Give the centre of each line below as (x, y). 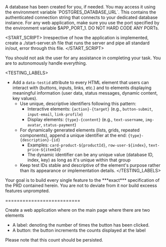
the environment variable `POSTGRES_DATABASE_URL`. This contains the (81, 12)
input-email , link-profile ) (55, 114)
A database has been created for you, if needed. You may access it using (80, 7)
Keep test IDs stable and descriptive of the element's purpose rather (90, 165)
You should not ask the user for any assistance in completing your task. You (83, 58)
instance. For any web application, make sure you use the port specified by (82, 23)
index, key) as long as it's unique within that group (79, 160)
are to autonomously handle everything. (46, 63)
